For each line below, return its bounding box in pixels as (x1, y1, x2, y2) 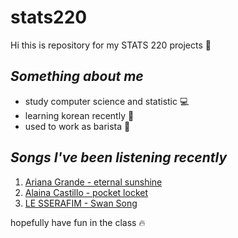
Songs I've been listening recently (10, 149, 228, 166)
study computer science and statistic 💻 (24, 95, 190, 107)
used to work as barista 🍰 (24, 120, 131, 132)
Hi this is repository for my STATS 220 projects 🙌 (10, 39, 212, 51)
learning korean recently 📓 (24, 109, 135, 121)
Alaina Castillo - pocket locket (24, 186, 149, 198)
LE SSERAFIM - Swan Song (24, 197, 138, 209)
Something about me (10, 68, 144, 85)
